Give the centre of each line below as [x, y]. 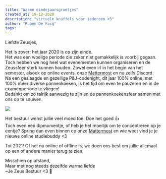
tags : [11, 28]
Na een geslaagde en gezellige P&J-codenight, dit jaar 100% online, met [79, 78]
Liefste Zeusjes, [21, 42]
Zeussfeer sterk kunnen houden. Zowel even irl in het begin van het [74, 68]
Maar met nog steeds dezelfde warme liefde [50, 166]
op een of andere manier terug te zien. [44, 151]
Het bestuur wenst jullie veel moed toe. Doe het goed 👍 [62, 119]
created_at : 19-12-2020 [30, 14]
